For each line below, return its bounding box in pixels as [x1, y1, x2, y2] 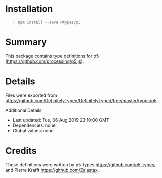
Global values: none [12, 127, 54, 133]
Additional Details [5, 107, 42, 113]
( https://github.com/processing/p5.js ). [5, 58, 84, 64]
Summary [5, 36, 47, 48]
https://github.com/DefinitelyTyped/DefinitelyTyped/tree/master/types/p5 [5, 97, 157, 103]
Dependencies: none [12, 122, 56, 128]
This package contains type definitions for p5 [5, 53, 99, 59]
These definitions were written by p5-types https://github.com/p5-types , [5, 161, 156, 168]
